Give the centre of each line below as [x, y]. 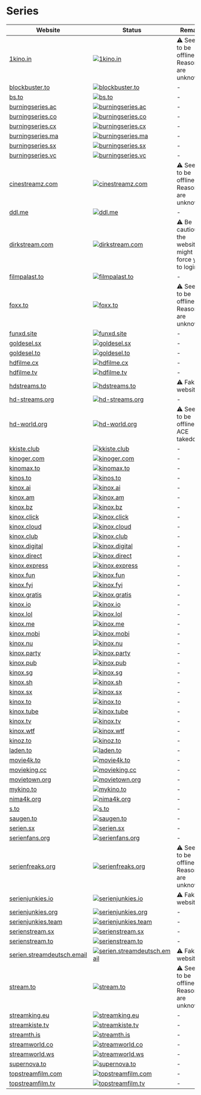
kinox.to [20, 702]
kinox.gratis [25, 594]
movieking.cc [28, 769]
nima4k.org [25, 799]
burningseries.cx [33, 126]
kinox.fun [22, 575]
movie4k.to [25, 760]
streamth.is [25, 1035]
